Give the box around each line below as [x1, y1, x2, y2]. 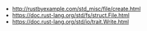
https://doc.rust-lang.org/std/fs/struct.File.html [12, 12, 129, 19]
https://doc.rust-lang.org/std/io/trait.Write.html [12, 18, 129, 25]
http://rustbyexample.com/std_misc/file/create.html [12, 5, 141, 12]
